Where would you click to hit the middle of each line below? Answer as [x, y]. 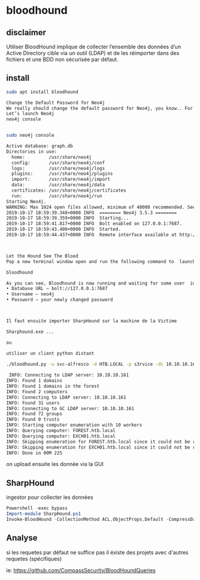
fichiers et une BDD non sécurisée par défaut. [62, 59]
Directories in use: [32, 152]
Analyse [22, 538]
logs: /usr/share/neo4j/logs [58, 168]
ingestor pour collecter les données [50, 497]
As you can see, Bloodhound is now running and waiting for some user [96, 283]
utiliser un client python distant [50, 353]
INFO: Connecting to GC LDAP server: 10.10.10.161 [70, 408]
